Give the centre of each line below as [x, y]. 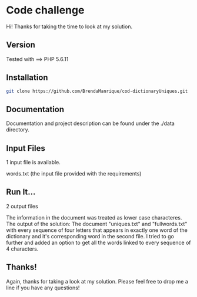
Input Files [26, 148]
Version [21, 45]
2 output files [22, 206]
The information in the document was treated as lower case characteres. [94, 217]
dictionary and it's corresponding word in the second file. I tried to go [90, 236]
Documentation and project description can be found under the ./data [90, 123]
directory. [18, 130]
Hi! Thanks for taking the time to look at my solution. [69, 26]
